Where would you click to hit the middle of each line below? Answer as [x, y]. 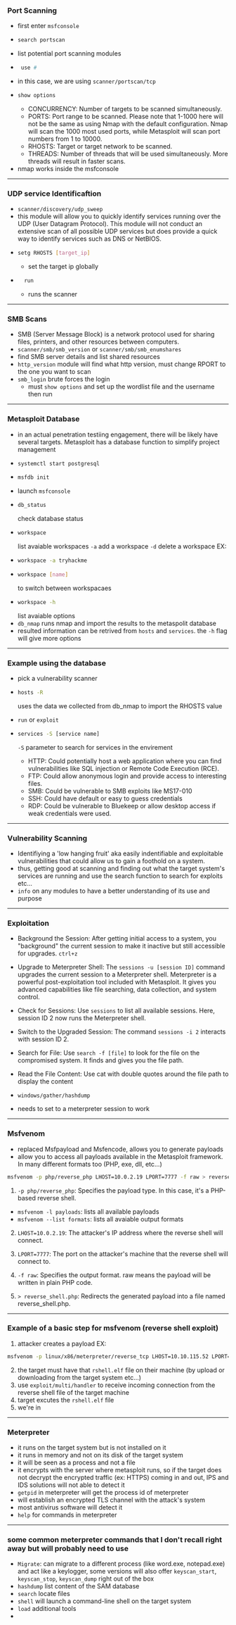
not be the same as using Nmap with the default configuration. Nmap [128, 124]
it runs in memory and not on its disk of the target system [100, 1455]
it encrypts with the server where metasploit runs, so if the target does [119, 1469]
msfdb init [33, 477]
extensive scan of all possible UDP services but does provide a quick [117, 232]
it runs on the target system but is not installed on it [92, 1447]
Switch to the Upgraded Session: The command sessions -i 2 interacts [122, 1032]
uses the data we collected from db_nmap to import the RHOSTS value [120, 705]
